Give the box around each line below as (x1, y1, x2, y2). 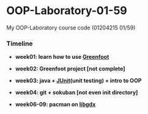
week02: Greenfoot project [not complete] (15, 65, 125, 72)
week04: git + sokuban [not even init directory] (15, 89, 138, 96)
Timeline (6, 39, 33, 48)
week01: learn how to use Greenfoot (15, 53, 109, 61)
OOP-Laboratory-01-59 (6, 4, 127, 18)
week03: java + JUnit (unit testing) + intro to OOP (15, 77, 142, 85)
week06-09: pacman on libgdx (15, 101, 96, 108)
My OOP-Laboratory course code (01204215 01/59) (6, 24, 136, 31)
